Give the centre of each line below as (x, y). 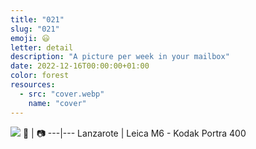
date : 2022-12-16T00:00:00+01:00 (80, 66)
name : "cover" (57, 103)
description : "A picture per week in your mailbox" (120, 57)
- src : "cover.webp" (62, 94)
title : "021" (37, 19)
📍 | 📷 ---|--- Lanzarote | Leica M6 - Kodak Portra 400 (134, 133)
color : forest (40, 76)
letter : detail (42, 47)
